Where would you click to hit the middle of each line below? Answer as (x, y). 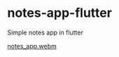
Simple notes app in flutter (45, 32)
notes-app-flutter (59, 13)
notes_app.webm (32, 46)
